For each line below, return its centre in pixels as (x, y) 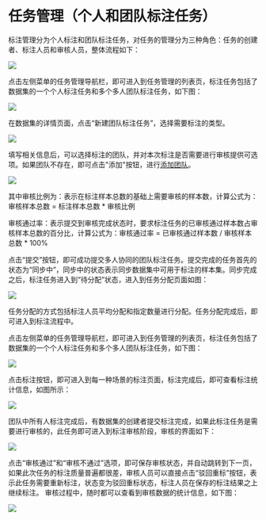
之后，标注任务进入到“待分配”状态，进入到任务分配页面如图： (108, 279)
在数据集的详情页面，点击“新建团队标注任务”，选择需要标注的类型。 (119, 123)
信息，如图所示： (43, 389)
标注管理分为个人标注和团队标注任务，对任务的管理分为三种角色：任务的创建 (133, 40)
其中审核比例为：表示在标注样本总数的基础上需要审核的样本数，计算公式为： (133, 196)
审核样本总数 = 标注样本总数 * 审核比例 (72, 206)
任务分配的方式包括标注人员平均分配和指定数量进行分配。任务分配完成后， (129, 311)
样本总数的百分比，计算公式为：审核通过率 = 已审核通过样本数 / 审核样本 (133, 233)
